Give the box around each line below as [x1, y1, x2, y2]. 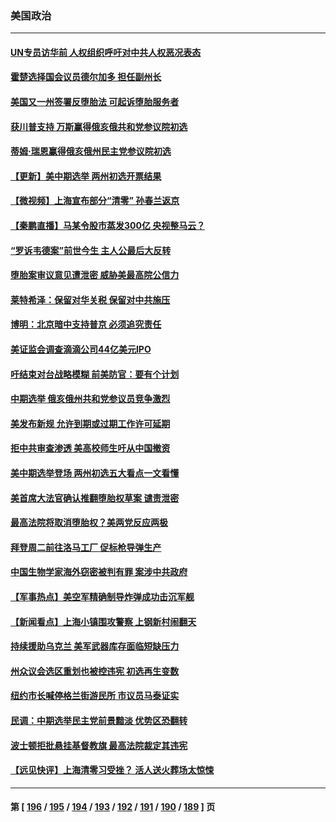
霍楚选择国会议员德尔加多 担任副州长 [10, 71, 162, 83]
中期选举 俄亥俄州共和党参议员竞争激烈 [10, 393, 171, 405]
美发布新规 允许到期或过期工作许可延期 [10, 417, 171, 429]
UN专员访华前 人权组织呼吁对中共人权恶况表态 [10, 46, 202, 58]
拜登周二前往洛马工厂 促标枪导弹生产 [10, 541, 162, 553]
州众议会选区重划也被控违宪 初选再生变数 [10, 665, 180, 677]
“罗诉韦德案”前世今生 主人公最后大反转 [10, 244, 172, 256]
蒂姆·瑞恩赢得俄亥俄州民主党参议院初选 [10, 145, 172, 157]
